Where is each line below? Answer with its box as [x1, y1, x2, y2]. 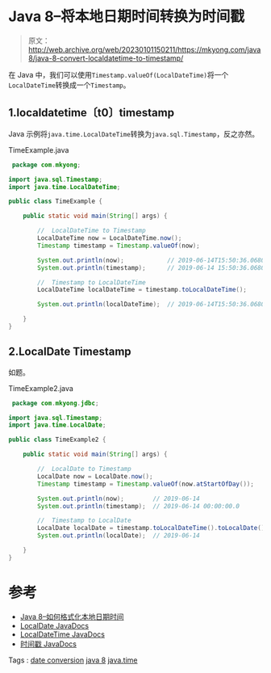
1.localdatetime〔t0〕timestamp [8, 106, 175, 120]
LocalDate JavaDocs [19, 620, 90, 630]
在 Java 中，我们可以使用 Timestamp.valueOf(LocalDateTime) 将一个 [8, 69, 229, 79]
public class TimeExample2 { [8, 435, 106, 444]
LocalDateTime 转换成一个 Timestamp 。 [8, 80, 131, 90]
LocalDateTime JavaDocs [19, 629, 105, 639]
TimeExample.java [8, 145, 69, 154]
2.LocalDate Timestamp [8, 345, 131, 359]
